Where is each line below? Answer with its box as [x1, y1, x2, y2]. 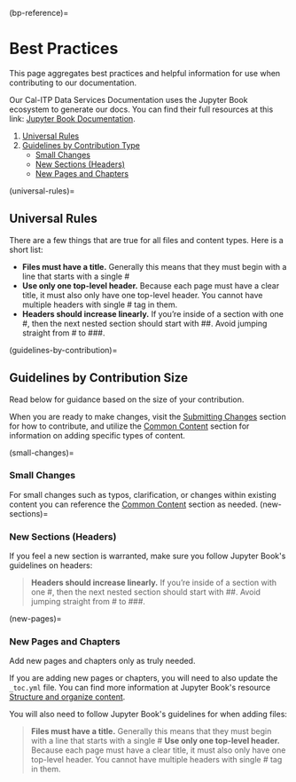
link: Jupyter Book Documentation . [9, 113, 136, 123]
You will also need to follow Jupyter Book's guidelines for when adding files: [9, 709, 288, 720]
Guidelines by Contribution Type [21, 139, 140, 150]
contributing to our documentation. [9, 77, 137, 88]
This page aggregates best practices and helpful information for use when [9, 67, 281, 78]
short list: [9, 244, 43, 255]
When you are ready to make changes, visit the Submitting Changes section [9, 411, 286, 422]
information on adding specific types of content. [9, 430, 186, 440]
